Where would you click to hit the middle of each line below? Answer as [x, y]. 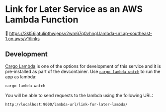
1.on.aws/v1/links [22, 39]
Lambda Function [42, 20]
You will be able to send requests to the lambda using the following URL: [79, 95]
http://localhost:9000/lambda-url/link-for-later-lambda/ [66, 104]
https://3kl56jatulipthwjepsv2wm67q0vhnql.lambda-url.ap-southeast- [81, 33]
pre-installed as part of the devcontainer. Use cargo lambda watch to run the [83, 71]
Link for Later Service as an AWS [74, 9]
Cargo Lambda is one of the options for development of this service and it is [83, 66]
